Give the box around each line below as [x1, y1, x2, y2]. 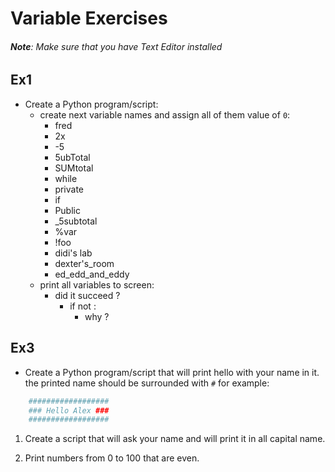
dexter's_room [54, 257, 115, 269]
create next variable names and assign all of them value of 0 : [39, 108, 291, 121]
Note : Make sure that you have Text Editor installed [10, 40, 223, 52]
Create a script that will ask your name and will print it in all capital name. [24, 433, 326, 445]
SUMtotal [54, 162, 94, 174]
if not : [69, 300, 97, 312]
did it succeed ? [54, 289, 121, 301]
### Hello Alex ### [28, 405, 110, 416]
